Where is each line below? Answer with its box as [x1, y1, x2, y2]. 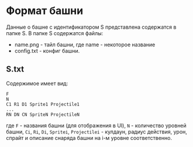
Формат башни [6, 4, 84, 18]
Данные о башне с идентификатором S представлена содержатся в [6, 23, 177, 30]
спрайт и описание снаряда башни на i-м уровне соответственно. [6, 134, 173, 141]
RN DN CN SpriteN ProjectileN [6, 111, 80, 118]
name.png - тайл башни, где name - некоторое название [14, 41, 156, 48]
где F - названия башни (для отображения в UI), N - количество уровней [6, 122, 187, 129]
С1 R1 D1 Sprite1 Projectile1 [6, 101, 80, 107]
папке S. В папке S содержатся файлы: [6, 29, 104, 36]
